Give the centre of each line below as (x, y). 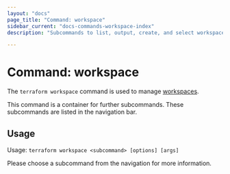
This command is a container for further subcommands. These (95, 105)
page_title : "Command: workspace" (56, 20)
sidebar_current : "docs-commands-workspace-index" (81, 26)
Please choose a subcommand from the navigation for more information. (110, 163)
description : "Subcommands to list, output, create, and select (101, 33)
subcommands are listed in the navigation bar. (72, 112)
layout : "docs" (29, 13)
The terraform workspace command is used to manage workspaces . (103, 91)
